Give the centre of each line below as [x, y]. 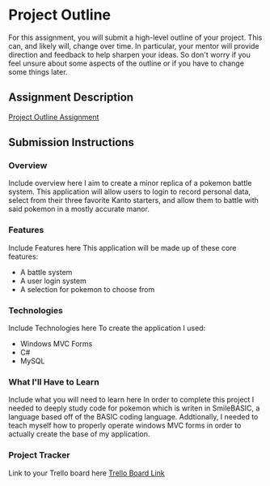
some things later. [38, 71]
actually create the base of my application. [79, 434]
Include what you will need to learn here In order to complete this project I [131, 400]
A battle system [46, 272]
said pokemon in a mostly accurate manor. [79, 209]
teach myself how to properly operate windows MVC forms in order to [125, 426]
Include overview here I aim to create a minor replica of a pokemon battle [130, 183]
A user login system [53, 281]
